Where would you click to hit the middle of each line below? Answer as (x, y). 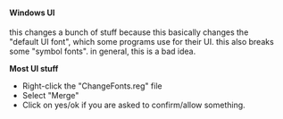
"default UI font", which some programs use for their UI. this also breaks (141, 42)
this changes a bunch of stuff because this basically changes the (129, 32)
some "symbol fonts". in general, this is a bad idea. (103, 51)
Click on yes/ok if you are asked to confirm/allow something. (133, 105)
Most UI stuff (34, 69)
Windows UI (32, 13)
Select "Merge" (50, 96)
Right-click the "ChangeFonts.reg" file (92, 86)
